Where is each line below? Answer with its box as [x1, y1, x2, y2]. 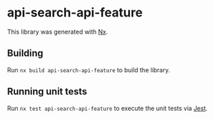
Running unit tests [7, 86, 87, 98]
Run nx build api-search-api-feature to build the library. [7, 65, 171, 74]
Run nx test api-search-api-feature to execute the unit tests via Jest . [7, 104, 208, 112]
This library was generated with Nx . [7, 28, 108, 36]
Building [7, 47, 43, 59]
